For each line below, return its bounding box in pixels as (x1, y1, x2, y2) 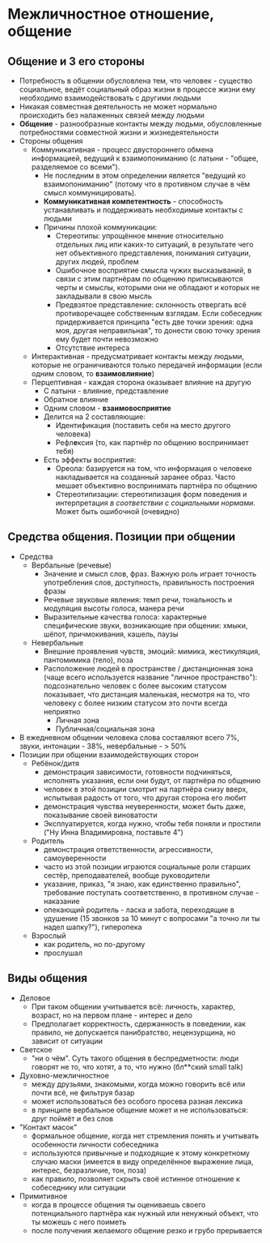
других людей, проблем (55, 257, 139, 266)
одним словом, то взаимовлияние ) (31, 369, 155, 378)
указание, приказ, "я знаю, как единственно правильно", (43, 879, 242, 889)
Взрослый (31, 930, 66, 941)
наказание (43, 896, 80, 906)
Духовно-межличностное (19, 1070, 110, 1080)
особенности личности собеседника (31, 1139, 159, 1149)
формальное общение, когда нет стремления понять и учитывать (31, 1130, 259, 1140)
